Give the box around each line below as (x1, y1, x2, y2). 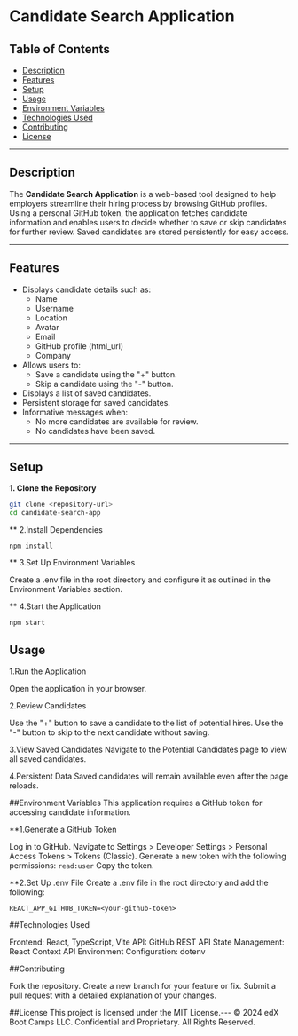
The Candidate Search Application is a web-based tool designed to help (9, 188, 277, 199)
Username (35, 303, 74, 313)
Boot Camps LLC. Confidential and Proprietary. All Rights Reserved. (9, 1016, 255, 1027)
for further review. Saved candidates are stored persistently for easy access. (9, 226, 289, 237)
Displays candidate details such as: (21, 284, 152, 295)
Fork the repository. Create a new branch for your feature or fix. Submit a (9, 981, 277, 991)
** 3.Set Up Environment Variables (9, 558, 136, 568)
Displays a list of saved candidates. (21, 388, 152, 399)
